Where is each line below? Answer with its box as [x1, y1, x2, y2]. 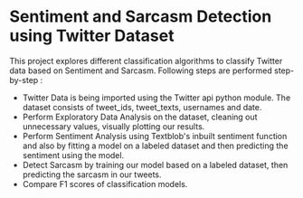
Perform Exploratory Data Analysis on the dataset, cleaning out [22, 111, 258, 122]
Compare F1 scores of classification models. [22, 178, 188, 189]
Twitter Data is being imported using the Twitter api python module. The [22, 92, 291, 103]
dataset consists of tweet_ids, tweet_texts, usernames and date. [22, 101, 262, 112]
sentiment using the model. [22, 149, 125, 160]
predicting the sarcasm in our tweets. [22, 169, 162, 180]
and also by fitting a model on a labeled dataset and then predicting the [22, 140, 289, 151]
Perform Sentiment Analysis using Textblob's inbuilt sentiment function [22, 130, 288, 141]
